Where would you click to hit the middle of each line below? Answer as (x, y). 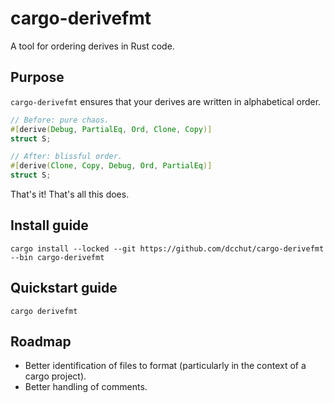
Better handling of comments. (86, 387)
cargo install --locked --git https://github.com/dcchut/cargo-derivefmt (167, 248)
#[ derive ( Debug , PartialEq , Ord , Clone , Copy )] (111, 129)
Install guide (49, 225)
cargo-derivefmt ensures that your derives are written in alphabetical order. (166, 101)
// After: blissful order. (66, 157)
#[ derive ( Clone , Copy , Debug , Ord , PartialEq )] (111, 166)
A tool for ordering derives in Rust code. (92, 46)
